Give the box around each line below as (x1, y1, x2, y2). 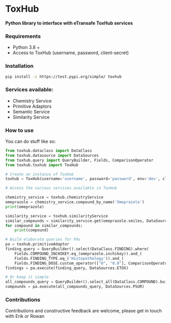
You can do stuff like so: (5, 138, 56, 144)
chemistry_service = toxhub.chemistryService (5, 195, 103, 200)
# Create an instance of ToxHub (5, 171, 74, 177)
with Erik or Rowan (5, 313, 45, 319)
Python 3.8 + (12, 44, 40, 51)
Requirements (5, 33, 41, 40)
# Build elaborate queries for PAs (5, 237, 81, 242)
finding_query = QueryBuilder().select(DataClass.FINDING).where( (5, 246, 149, 252)
